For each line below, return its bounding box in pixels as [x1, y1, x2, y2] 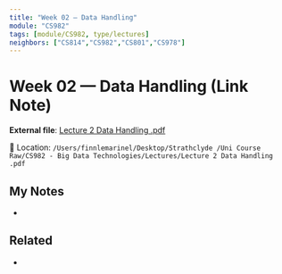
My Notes [9, 184, 65, 199]
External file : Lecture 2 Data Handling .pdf [9, 125, 166, 136]
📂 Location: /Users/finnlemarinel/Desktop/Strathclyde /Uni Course [9, 142, 261, 153]
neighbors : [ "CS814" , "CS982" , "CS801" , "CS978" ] [9, 37, 186, 47]
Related [9, 233, 54, 248]
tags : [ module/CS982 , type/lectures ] [9, 29, 150, 38]
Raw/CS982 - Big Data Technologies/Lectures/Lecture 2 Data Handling [9, 152, 274, 161]
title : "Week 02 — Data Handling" [9, 12, 138, 22]
